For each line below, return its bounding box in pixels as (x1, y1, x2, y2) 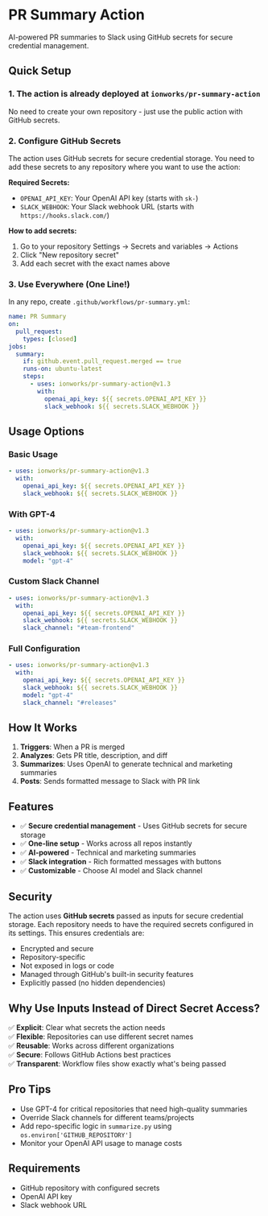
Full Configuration (8, 643, 80, 654)
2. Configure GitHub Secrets (8, 135, 122, 146)
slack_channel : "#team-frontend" (23, 624, 135, 633)
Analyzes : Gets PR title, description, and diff (19, 751, 168, 761)
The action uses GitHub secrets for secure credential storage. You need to (8, 153, 255, 163)
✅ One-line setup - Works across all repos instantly (19, 839, 192, 848)
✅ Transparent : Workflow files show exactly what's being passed (8, 1058, 227, 1068)
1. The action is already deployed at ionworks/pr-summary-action (8, 89, 261, 100)
